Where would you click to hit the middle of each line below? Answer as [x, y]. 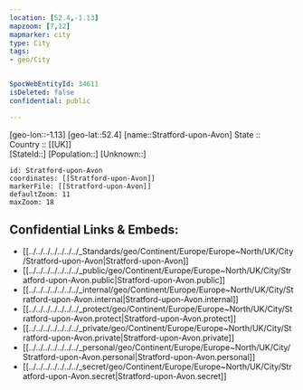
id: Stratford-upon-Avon [56, 170]
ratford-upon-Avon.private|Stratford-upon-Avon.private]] [128, 338]
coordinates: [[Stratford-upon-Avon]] [82, 178]
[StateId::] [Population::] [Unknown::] [78, 154]
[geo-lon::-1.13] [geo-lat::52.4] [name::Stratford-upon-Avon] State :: [135, 134]
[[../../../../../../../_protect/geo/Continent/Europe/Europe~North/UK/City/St [157, 309]
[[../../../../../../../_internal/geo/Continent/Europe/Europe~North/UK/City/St [158, 290]
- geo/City [30, 60]
